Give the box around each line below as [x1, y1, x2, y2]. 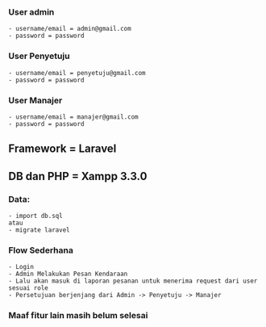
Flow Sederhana [8, 245, 74, 256]
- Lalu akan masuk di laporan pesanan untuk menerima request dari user [8, 277, 258, 285]
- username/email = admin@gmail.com [8, 25, 131, 33]
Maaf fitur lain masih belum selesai [8, 310, 148, 321]
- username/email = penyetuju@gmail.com [8, 69, 147, 77]
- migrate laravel [8, 225, 70, 234]
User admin [8, 6, 55, 18]
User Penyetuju [8, 51, 70, 62]
